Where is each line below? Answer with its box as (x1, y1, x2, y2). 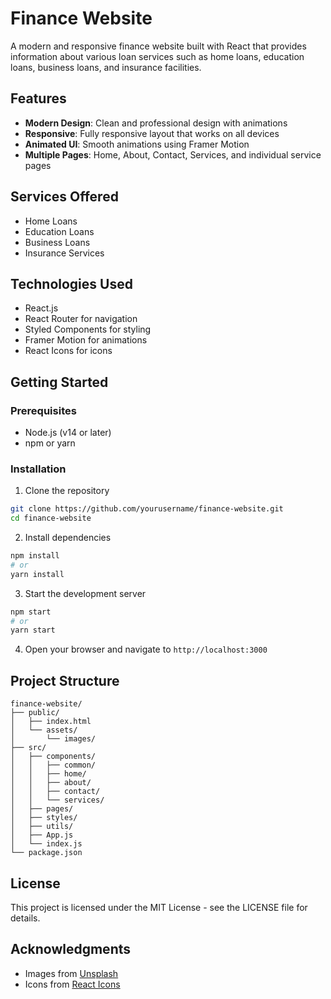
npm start (10, 607, 52, 617)
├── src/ (10, 743, 47, 753)
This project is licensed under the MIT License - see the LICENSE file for (10, 901, 308, 913)
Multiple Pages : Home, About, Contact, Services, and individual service (24, 148, 322, 161)
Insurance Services (24, 247, 105, 259)
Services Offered (10, 188, 119, 206)
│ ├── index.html (10, 717, 92, 727)
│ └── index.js (10, 839, 83, 849)
